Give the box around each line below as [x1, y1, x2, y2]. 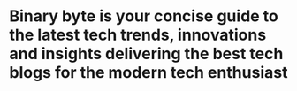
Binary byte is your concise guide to [9, 6, 278, 27]
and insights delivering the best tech [9, 44, 284, 64]
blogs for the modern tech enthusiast [9, 63, 288, 83]
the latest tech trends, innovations [9, 25, 267, 45]
